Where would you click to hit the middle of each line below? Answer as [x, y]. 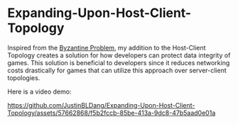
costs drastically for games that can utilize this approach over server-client [117, 70]
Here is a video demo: [39, 91]
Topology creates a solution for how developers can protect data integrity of [119, 55]
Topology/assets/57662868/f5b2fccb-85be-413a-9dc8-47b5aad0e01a [112, 113]
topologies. [24, 78]
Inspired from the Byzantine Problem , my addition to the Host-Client [107, 47]
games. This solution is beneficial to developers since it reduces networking [119, 62]
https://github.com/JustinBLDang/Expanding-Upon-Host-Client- [101, 105]
